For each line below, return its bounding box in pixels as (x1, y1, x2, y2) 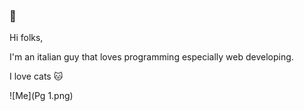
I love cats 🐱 (9, 70, 64, 83)
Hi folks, (9, 32, 44, 44)
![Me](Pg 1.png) (9, 90, 74, 102)
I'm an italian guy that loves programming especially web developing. (9, 51, 294, 63)
